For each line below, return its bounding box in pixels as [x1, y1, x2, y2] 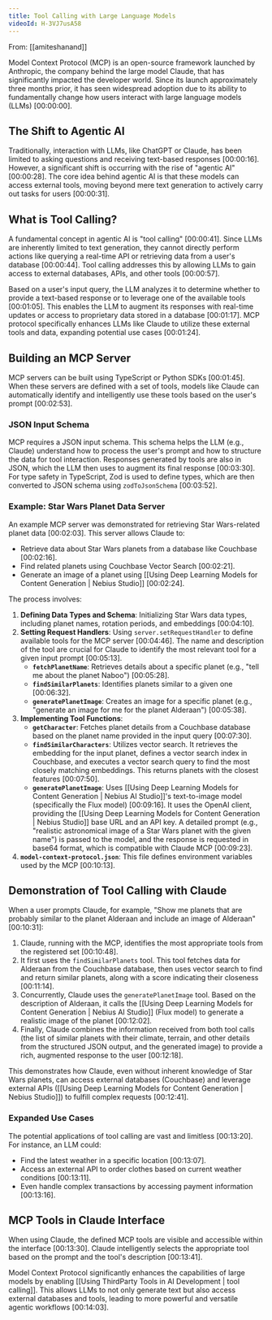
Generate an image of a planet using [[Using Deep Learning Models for [19, 570, 258, 580]
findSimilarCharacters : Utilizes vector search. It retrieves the [32, 739, 238, 749]
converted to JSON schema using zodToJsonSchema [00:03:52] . [8, 480, 218, 490]
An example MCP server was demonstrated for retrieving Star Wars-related [8, 519, 261, 529]
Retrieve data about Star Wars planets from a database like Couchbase [19, 544, 257, 554]
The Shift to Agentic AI [8, 124, 125, 138]
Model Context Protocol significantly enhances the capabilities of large [8, 1268, 245, 1278]
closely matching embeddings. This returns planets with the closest [32, 765, 259, 775]
